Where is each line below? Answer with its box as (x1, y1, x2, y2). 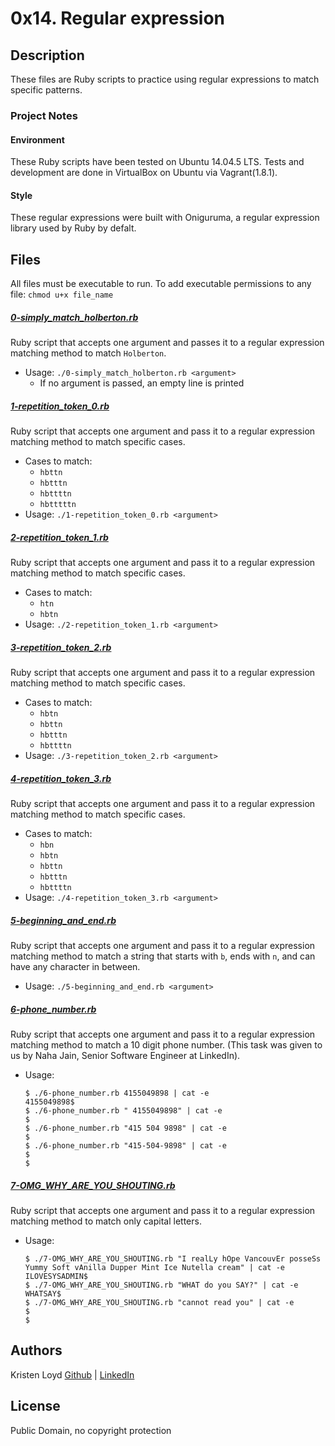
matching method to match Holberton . (10, 347, 167, 359)
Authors (10, 1342, 63, 1359)
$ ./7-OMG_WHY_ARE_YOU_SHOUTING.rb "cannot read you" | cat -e (24, 1297, 295, 1307)
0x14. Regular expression (10, 7, 225, 30)
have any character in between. (10, 960, 141, 972)
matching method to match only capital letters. (10, 1215, 202, 1227)
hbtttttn (39, 500, 77, 510)
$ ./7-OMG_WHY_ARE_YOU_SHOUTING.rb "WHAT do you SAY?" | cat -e (24, 1280, 299, 1290)
